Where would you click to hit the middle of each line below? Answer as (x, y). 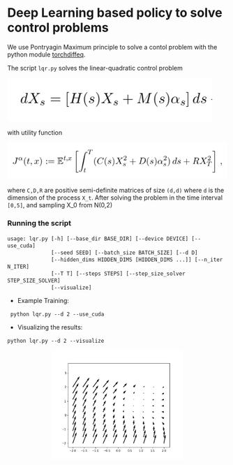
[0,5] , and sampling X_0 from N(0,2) (60, 205)
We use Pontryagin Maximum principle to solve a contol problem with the (112, 47)
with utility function (35, 132)
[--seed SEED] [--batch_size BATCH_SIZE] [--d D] (125, 253)
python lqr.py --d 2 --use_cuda (57, 314)
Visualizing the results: (50, 327)
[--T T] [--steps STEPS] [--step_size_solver (119, 274)
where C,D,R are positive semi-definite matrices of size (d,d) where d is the (116, 191)
